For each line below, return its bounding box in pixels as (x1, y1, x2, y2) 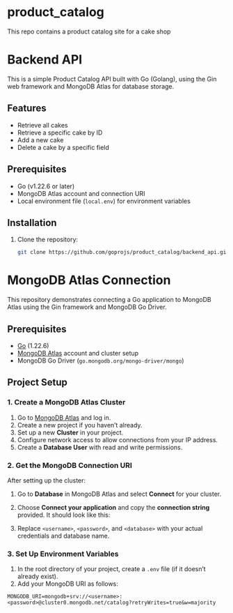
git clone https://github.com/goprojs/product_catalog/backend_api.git (17, 249, 230, 256)
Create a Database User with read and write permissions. (17, 443, 183, 451)
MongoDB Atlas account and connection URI (17, 189, 145, 197)
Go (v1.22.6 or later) (17, 182, 75, 190)
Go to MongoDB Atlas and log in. (17, 413, 111, 422)
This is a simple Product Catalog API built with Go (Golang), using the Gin (7, 75, 217, 83)
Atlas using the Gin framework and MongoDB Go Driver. (7, 303, 167, 311)
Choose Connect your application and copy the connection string (17, 503, 210, 511)
